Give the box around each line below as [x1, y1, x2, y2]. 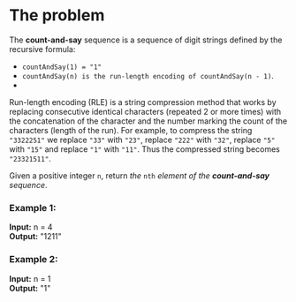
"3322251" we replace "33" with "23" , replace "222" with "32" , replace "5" [9, 134, 276, 145]
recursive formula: [9, 43, 76, 54]
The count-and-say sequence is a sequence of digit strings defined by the [9, 34, 283, 45]
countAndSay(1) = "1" [21, 63, 102, 72]
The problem [9, 5, 105, 26]
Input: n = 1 [9, 273, 51, 283]
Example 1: [9, 201, 57, 214]
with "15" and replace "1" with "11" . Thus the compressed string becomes [9, 143, 280, 155]
